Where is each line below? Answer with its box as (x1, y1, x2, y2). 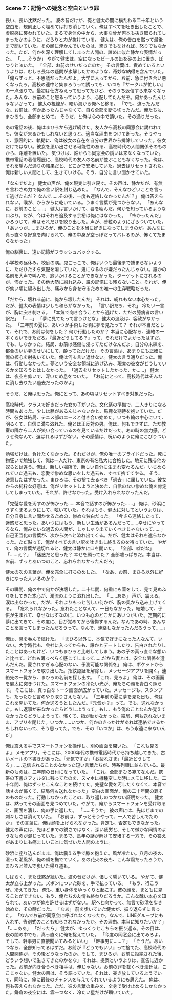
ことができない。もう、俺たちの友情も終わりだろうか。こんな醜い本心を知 (9, 893, 166, 899)
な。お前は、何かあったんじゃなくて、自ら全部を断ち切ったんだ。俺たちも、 (5, 107, 166, 113)
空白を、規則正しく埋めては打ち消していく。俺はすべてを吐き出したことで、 (5, 24, 166, 30)
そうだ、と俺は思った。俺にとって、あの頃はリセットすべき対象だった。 (5, 391, 157, 397)
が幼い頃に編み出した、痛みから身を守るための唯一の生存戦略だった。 (5, 285, 154, 292)
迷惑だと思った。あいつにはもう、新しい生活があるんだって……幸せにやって (5, 520, 165, 526)
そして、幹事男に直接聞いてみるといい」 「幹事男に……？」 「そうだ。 (5, 938, 155, 944)
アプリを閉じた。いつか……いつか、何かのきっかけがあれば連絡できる (14, 719, 161, 725)
